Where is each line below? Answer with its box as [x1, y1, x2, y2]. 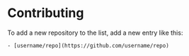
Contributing [7, 5, 84, 21]
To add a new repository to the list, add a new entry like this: [7, 28, 183, 37]
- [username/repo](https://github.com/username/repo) [7, 42, 170, 49]
